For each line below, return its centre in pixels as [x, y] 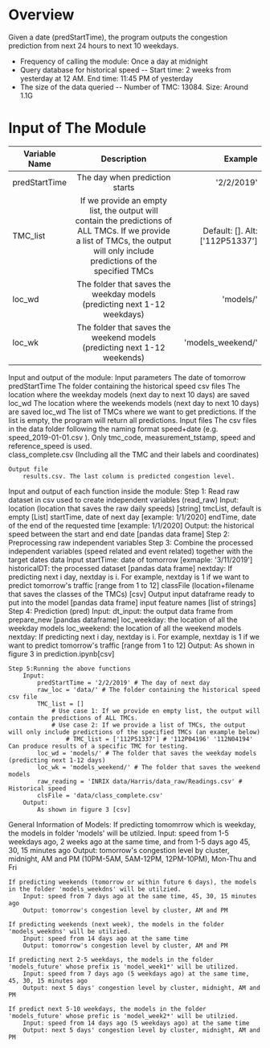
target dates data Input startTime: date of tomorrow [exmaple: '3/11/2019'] [131, 559]
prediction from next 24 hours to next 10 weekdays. [94, 45]
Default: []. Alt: [230, 230]
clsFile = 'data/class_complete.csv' [100, 795]
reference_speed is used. [50, 445]
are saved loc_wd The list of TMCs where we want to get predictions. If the [133, 412]
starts [124, 187]
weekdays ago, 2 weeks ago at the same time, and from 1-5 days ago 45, [129, 841]
